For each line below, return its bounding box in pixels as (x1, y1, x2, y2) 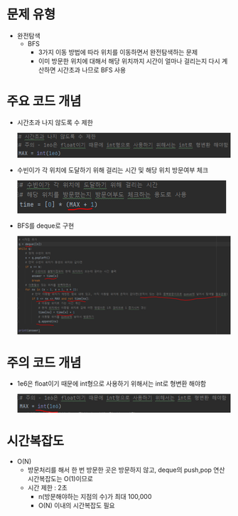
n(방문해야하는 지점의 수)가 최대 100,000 (38, 492, 152, 500)
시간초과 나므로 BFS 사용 (57, 65, 126, 74)
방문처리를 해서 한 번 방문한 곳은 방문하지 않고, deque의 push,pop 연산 (27, 465, 225, 474)
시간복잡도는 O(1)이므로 (27, 474, 94, 483)
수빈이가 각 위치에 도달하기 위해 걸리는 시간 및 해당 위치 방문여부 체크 (16, 166, 209, 174)
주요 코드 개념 (6, 93, 82, 110)
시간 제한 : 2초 (27, 483, 68, 492)
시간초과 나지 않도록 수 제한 (16, 118, 94, 127)
